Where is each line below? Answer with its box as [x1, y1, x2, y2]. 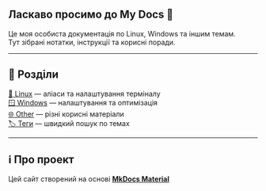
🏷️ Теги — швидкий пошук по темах [8, 118, 131, 128]
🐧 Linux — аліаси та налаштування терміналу [8, 89, 161, 98]
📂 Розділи [8, 68, 59, 82]
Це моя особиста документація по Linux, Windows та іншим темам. [8, 29, 236, 38]
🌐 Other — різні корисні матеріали [8, 109, 124, 119]
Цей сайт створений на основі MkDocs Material [8, 174, 170, 184]
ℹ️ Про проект [8, 153, 74, 166]
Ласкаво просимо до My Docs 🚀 [8, 8, 174, 21]
